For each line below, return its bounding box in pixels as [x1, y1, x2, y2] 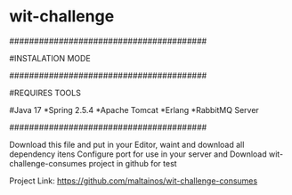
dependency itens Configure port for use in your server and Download [9, 149, 267, 159]
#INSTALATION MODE [9, 53, 91, 63]
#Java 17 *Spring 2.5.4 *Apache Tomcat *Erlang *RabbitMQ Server [9, 104, 260, 115]
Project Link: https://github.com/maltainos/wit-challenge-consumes [9, 175, 258, 186]
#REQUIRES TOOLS [9, 87, 82, 98]
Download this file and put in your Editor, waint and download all [9, 139, 245, 150]
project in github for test [88, 158, 177, 168]
